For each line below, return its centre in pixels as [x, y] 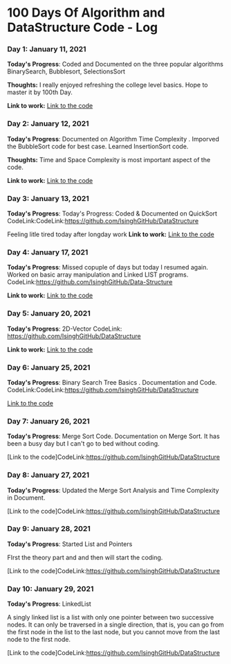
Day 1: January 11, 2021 [47, 49]
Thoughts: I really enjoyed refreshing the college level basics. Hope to [108, 85]
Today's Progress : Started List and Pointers [70, 544]
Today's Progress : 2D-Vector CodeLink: [65, 329]
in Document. [26, 498]
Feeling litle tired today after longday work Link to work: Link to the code [111, 234]
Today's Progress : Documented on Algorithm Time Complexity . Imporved [113, 139]
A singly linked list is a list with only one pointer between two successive [111, 618]
